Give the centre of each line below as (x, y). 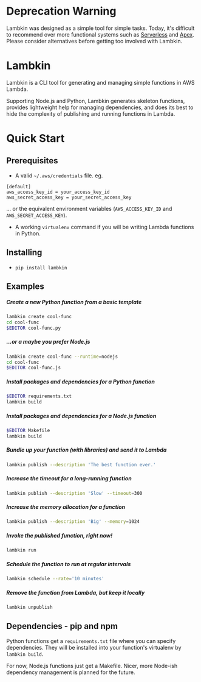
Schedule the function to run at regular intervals (69, 564)
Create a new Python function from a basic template (74, 302)
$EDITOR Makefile (28, 430)
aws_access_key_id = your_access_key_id (58, 192)
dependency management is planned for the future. (71, 672)
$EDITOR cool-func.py (34, 328)
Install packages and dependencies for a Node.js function (81, 416)
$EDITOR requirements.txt (39, 396)
